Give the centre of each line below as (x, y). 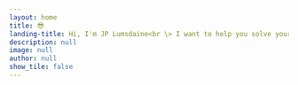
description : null (43, 42)
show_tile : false (41, 67)
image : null (31, 50)
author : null (33, 58)
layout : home (33, 17)
